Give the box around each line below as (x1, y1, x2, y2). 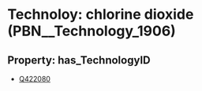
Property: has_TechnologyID (7, 53, 151, 67)
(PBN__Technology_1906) (7, 22, 177, 40)
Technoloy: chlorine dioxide (7, 5, 194, 24)
